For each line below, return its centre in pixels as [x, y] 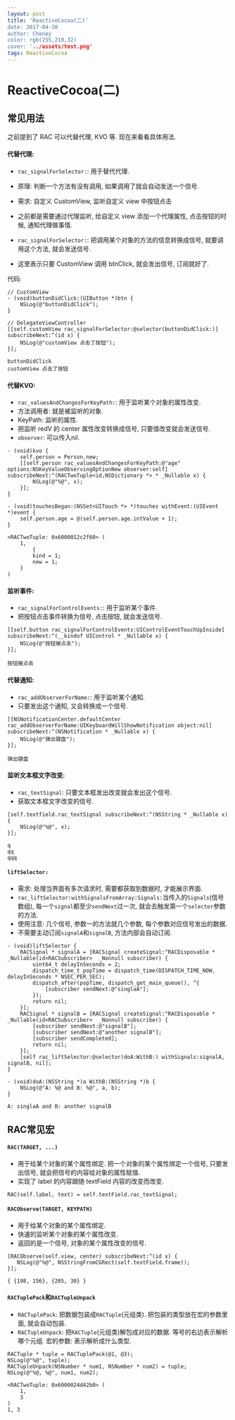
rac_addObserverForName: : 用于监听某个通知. [81, 697]
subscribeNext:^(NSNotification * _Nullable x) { [82, 732]
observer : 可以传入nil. [49, 437]
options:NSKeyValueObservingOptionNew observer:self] [88, 470]
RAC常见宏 [31, 1130]
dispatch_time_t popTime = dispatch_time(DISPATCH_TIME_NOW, [124, 971]
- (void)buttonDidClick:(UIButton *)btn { [70, 298]
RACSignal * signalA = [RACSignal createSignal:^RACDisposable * [118, 952]
